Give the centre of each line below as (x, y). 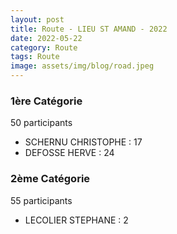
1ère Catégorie (46, 101)
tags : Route (35, 57)
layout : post (37, 19)
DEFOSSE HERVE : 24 (69, 153)
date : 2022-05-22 (46, 38)
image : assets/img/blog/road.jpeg (82, 66)
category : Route (44, 47)
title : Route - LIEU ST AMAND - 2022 (89, 29)
